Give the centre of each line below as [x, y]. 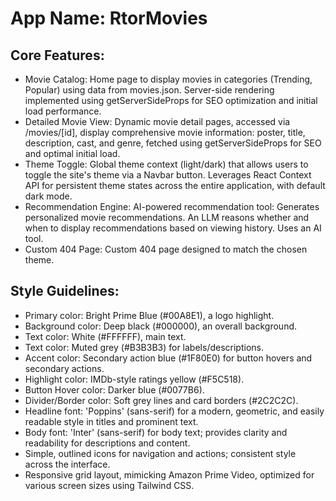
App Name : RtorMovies [109, 18]
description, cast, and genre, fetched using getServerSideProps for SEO [173, 143]
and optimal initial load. [72, 153]
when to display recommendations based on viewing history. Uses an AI [173, 228]
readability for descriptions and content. [107, 443]
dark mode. [48, 196]
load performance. [63, 111]
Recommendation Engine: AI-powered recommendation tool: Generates [172, 206]
